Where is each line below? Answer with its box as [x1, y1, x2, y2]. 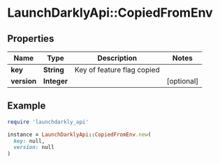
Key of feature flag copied [74, 65, 160, 75]
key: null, [13, 137, 45, 144]
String [43, 65, 64, 75]
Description [97, 54, 138, 63]
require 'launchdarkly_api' [7, 118, 89, 125]
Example [7, 100, 46, 112]
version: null [13, 144, 54, 151]
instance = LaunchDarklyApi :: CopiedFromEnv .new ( [7, 131, 152, 138]
